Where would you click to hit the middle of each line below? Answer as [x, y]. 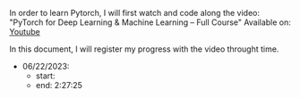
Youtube [25, 32]
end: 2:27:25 [59, 85]
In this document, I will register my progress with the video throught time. [144, 49]
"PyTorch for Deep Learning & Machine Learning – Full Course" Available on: [150, 22]
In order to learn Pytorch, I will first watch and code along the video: [135, 13]
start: [45, 76]
